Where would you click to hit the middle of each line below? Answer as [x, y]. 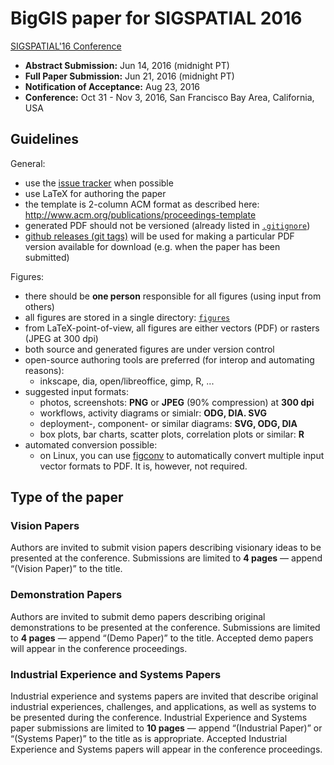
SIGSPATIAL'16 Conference [66, 46]
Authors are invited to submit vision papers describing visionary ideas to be [166, 548]
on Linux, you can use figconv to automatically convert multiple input [182, 455]
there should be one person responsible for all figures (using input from [173, 296]
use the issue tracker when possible [99, 183]
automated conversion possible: [91, 444]
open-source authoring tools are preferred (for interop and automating [169, 359]
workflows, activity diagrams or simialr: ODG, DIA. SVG [153, 413]
